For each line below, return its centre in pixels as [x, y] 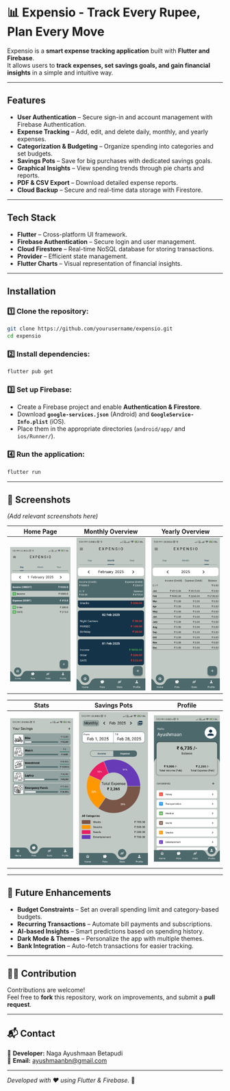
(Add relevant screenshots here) [53, 516]
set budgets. [35, 153]
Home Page [40, 531]
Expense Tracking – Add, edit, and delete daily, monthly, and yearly [113, 131]
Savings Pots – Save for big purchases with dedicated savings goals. [114, 160]
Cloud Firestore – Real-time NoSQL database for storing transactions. [115, 249]
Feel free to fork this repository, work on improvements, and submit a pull [111, 997]
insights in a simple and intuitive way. [60, 73]
